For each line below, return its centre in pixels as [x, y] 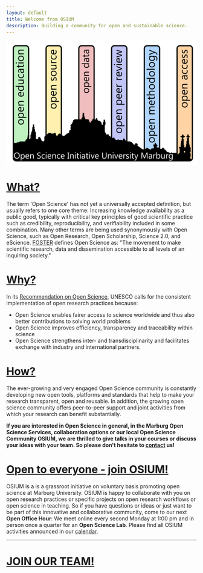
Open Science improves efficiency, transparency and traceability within [104, 328]
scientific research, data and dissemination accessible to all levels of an [95, 249]
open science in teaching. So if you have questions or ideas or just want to [99, 505]
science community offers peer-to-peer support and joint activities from [96, 407]
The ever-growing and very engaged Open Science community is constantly [101, 388]
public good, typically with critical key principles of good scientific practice [100, 217]
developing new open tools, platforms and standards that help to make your [100, 394]
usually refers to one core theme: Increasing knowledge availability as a [95, 210]
